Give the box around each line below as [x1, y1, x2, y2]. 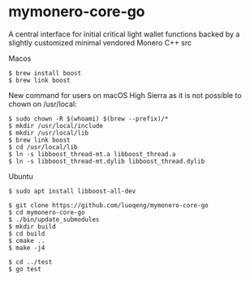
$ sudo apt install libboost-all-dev [8, 187, 136, 195]
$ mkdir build [8, 222, 57, 231]
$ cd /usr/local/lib [8, 143, 79, 151]
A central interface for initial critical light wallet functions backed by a [8, 29, 240, 39]
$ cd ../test [8, 258, 53, 266]
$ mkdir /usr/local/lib [8, 129, 89, 137]
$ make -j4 [8, 244, 45, 252]
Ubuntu [8, 171, 34, 181]
